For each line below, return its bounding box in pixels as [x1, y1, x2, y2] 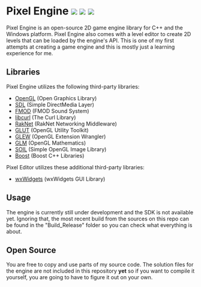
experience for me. [6, 49, 53, 56]
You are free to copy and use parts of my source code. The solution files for [6, 261, 194, 268]
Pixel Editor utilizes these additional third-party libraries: [6, 163, 145, 171]
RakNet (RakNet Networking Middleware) [14, 120, 117, 127]
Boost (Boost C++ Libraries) [14, 152, 85, 159]
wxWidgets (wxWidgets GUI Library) [14, 175, 106, 183]
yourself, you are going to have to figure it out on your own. [6, 274, 153, 281]
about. [6, 228, 22, 235]
